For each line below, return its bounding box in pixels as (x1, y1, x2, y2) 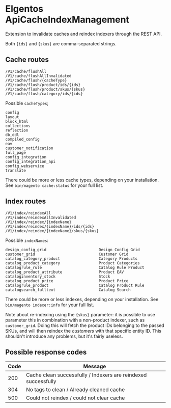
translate (5, 168, 26, 173)
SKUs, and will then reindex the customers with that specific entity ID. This (5, 328, 162, 334)
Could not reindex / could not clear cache (26, 394, 125, 401)
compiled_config (5, 137, 40, 142)
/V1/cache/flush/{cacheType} (5, 77, 67, 83)
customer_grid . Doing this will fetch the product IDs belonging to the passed (5, 322, 164, 329)
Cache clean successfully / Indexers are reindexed (26, 371, 147, 378)
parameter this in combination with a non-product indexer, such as (5, 317, 145, 323)
